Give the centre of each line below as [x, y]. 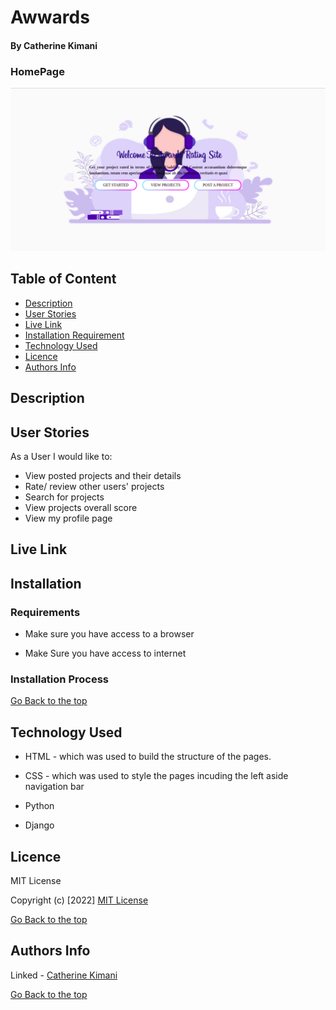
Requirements [45, 612]
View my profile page [68, 518]
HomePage [37, 71]
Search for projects [64, 497]
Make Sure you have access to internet [105, 653]
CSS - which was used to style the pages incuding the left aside [156, 776]
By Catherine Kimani [54, 45]
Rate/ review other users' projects [94, 486]
